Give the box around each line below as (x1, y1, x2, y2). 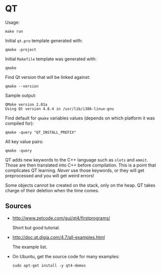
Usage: (5, 19, 20, 25)
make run (5, 29, 23, 34)
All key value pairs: (5, 138, 44, 144)
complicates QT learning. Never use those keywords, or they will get (5, 167, 145, 173)
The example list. (12, 244, 48, 250)
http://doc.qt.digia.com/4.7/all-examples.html (12, 234, 105, 240)
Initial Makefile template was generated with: (5, 55, 97, 62)
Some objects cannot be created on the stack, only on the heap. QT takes (5, 182, 156, 188)
